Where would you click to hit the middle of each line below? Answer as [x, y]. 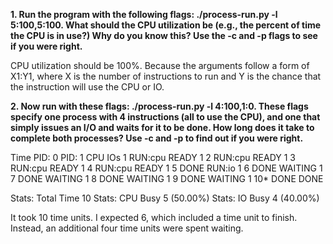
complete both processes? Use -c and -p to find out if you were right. [157, 138]
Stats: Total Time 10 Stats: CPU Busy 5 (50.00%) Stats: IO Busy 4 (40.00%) [165, 198]
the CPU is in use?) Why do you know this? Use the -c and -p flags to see [164, 35]
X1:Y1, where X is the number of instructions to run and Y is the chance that [166, 76]
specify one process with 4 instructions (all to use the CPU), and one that [165, 117]
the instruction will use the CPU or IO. [87, 87]
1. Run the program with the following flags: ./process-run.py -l [144, 14]
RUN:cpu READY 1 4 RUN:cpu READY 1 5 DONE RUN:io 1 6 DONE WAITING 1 [166, 168]
